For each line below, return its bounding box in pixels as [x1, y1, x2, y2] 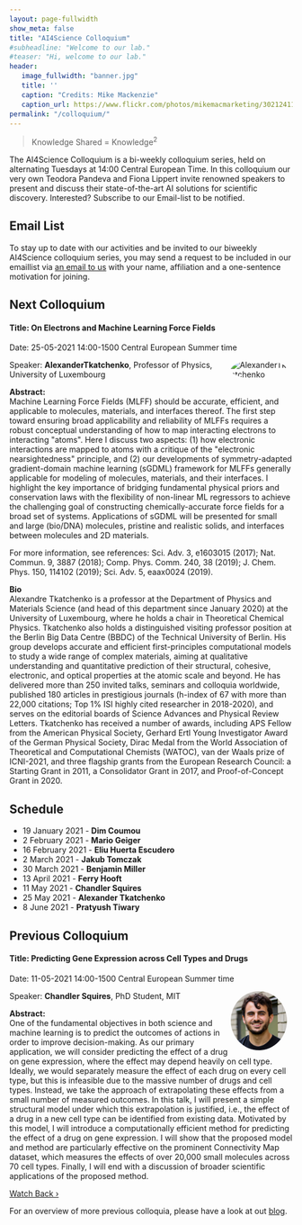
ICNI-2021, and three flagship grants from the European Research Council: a [9, 756, 292, 767]
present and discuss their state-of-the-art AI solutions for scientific [9, 183, 258, 194]
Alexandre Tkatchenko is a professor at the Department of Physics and [9, 594, 272, 605]
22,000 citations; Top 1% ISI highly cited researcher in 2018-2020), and [9, 698, 274, 710]
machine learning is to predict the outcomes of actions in [9, 1027, 220, 1038]
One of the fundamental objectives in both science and [9, 1017, 213, 1028]
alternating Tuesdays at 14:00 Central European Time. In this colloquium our [9, 164, 290, 175]
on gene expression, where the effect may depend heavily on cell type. [9, 1056, 272, 1067]
